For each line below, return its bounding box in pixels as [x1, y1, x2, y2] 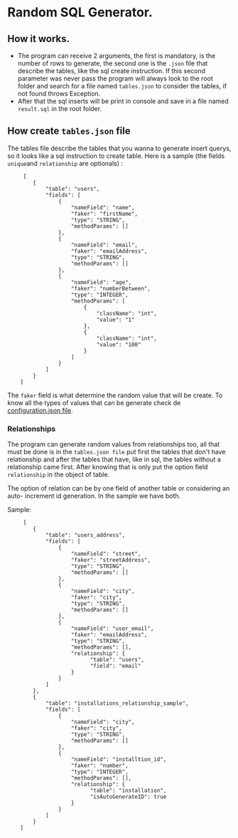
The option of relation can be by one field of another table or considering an [7, 484, 230, 493]
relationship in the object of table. [7, 471, 110, 479]
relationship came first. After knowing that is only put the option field [7, 463, 208, 471]
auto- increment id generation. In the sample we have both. [7, 492, 181, 501]
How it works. [7, 33, 70, 45]
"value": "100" [96, 341, 141, 348]
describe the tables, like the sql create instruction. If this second [17, 67, 206, 75]
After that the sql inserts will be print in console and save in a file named [17, 97, 229, 105]
